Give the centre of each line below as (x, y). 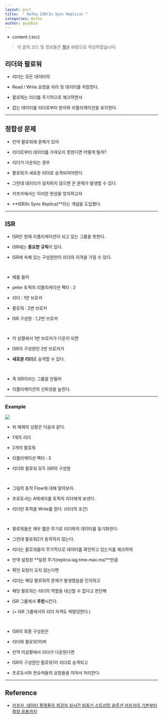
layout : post (18, 10)
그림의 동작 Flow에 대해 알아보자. (43, 488)
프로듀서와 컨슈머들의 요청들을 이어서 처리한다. (56, 673)
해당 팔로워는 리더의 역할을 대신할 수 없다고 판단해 (59, 591)
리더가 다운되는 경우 (31, 162)
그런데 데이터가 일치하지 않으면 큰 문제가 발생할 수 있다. (65, 183)
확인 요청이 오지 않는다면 (35, 570)
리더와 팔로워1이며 (29, 641)
